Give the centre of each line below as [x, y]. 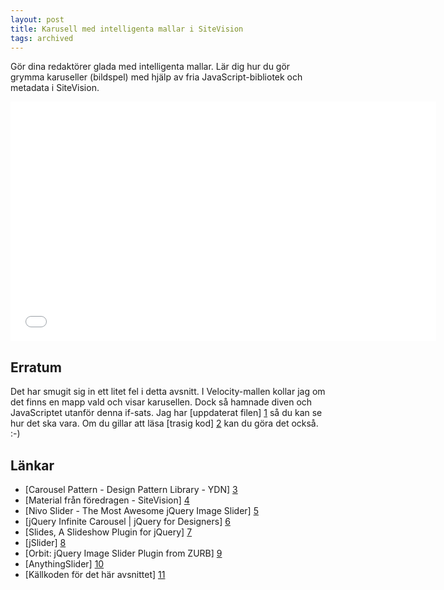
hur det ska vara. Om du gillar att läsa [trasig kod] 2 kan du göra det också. [164, 423]
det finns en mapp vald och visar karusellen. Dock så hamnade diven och [161, 402]
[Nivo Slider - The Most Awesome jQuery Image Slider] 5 [141, 510]
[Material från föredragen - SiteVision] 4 [107, 500]
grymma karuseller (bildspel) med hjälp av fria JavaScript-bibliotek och [156, 77]
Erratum [36, 367]
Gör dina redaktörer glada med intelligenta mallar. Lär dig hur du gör [150, 67]
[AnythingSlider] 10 [64, 564]
